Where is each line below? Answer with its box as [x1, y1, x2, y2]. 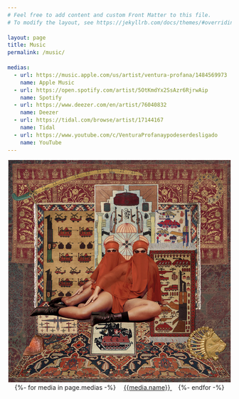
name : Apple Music [20, 79, 75, 86]
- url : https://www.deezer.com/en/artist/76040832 [14, 102, 167, 109]
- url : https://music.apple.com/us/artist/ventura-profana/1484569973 [14, 71, 228, 78]
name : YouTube [20, 139, 62, 146]
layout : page [7, 34, 46, 41]
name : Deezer [20, 109, 59, 117]
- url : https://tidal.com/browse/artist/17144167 [14, 117, 164, 124]
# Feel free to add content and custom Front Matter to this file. [7, 11, 212, 18]
